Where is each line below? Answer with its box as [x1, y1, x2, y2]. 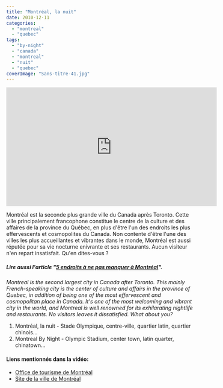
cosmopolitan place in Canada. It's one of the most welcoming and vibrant [6, 298, 192, 305]
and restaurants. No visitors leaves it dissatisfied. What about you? [6, 311, 173, 318]
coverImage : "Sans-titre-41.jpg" [6, 71, 90, 77]
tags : [6, 37, 20, 43]
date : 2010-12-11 [6, 14, 50, 21]
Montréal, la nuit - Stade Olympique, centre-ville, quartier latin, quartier [14, 322, 191, 329]
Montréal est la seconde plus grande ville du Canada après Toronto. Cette [6, 211, 189, 218]
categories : [6, 20, 36, 26]
